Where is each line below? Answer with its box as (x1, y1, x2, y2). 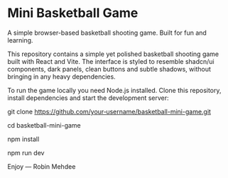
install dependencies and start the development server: (7, 94, 169, 102)
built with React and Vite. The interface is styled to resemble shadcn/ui (7, 57, 215, 65)
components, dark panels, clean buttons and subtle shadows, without (7, 65, 212, 73)
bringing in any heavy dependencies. (7, 72, 116, 81)
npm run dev (7, 148, 45, 157)
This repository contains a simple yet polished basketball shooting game (7, 50, 219, 58)
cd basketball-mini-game (7, 121, 81, 129)
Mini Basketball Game (7, 5, 139, 21)
